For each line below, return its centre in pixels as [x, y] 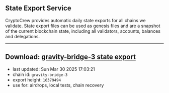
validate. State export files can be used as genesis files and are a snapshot [83, 26]
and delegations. [23, 36]
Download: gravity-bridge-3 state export [70, 57]
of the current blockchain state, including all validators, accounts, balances [83, 31]
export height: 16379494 [37, 79]
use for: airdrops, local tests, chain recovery [58, 85]
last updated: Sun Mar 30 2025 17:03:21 [54, 69]
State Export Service [38, 8]
